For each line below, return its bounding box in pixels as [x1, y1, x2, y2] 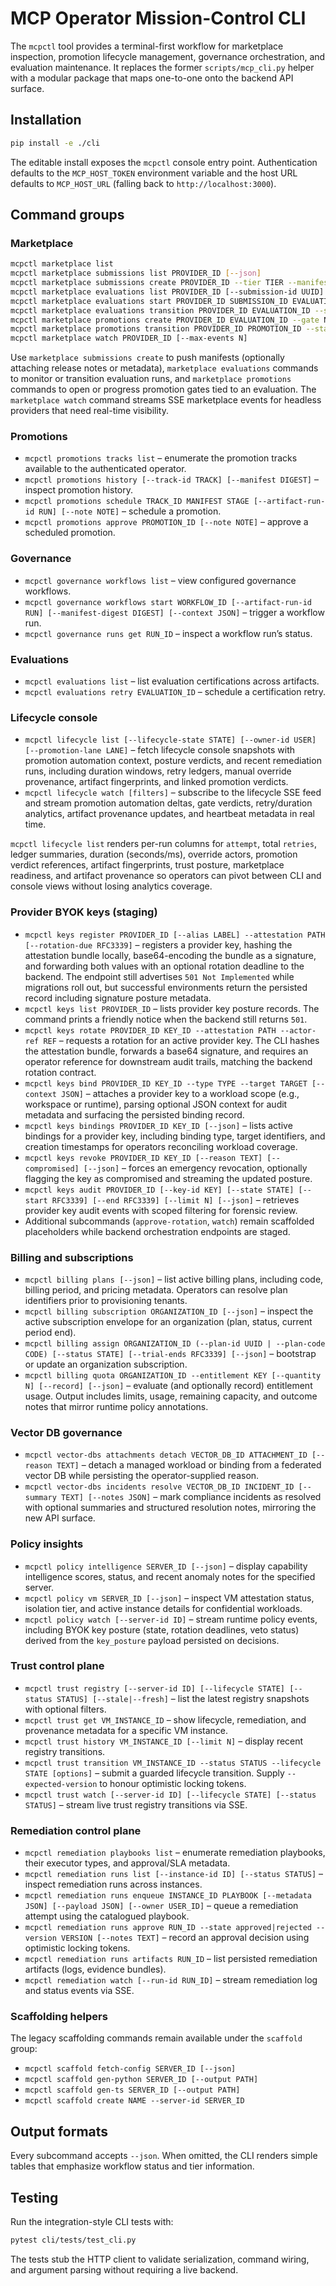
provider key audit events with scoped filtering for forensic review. [24, 1204, 298, 1216]
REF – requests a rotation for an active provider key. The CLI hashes [43, 1034, 320, 1046]
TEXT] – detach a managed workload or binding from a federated [56, 1459, 322, 1471]
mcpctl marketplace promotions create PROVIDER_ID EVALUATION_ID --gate [10, 315, 320, 325]
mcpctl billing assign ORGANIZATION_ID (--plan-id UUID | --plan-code [24, 1338, 326, 1349]
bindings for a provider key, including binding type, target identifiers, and [24, 1130, 326, 1142]
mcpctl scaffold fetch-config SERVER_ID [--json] [24, 2064, 237, 2074]
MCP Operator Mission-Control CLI [10, 7, 307, 30]
